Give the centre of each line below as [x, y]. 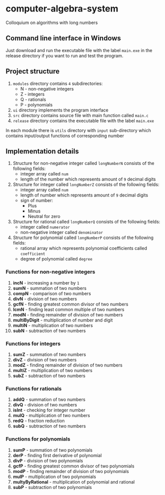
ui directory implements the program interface [61, 110]
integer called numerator [45, 227]
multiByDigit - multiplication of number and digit [63, 320]
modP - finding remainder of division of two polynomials [71, 471]
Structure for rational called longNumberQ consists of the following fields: [86, 222]
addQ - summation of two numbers [49, 399]
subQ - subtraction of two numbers [49, 426]
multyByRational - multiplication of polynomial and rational [74, 482]
